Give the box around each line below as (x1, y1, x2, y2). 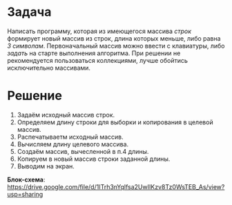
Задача (7, 4, 52, 20)
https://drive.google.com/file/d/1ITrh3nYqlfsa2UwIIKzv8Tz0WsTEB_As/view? (7, 182, 225, 191)
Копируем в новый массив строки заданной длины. (17, 155, 171, 163)
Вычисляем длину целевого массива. (17, 139, 129, 148)
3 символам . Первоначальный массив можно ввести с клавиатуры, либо (7, 41, 225, 50)
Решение (7, 88, 62, 104)
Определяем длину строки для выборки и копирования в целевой (17, 118, 213, 126)
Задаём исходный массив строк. (17, 110, 115, 119)
